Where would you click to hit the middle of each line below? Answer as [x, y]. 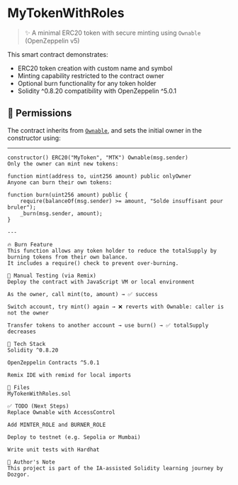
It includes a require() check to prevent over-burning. [93, 263]
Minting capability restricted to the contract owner [91, 75]
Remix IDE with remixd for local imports [69, 375]
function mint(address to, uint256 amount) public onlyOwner [100, 176]
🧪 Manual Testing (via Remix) [52, 276]
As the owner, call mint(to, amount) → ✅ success [83, 294]
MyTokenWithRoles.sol [39, 393]
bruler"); [22, 207]
